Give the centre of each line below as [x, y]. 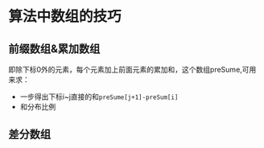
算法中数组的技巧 [65, 16]
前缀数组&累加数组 [54, 49]
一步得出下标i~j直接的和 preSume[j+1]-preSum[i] [99, 97]
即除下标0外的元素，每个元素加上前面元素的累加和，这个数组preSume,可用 [132, 70]
